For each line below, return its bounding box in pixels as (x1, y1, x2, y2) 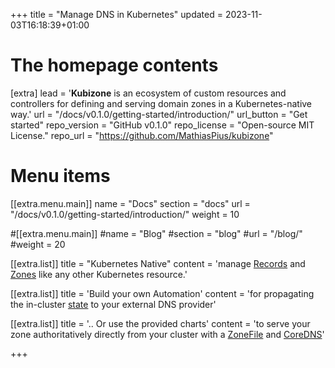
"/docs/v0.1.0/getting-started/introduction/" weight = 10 (10, 208, 240, 220)
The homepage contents (10, 54, 219, 77)
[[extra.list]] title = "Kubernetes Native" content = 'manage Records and (10, 257, 306, 269)
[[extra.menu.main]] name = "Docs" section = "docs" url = (10, 197, 251, 209)
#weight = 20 (10, 238, 66, 250)
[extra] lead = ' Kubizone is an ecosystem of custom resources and (10, 87, 287, 99)
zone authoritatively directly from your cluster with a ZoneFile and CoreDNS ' (10, 328, 325, 340)
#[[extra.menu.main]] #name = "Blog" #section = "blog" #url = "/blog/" (10, 227, 303, 239)
